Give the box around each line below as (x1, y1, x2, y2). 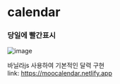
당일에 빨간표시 (7, 31, 56, 41)
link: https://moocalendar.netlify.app (7, 69, 113, 78)
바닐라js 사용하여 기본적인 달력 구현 (7, 61, 104, 70)
